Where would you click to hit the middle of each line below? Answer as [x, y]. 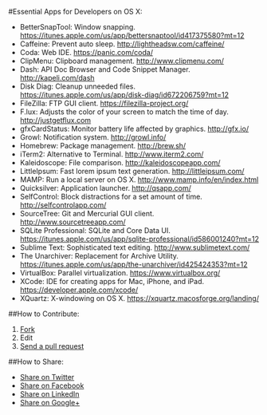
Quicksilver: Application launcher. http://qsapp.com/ [105, 188]
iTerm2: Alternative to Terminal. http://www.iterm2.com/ [112, 154]
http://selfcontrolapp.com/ [63, 205]
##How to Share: [36, 362]
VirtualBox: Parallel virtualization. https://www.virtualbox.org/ [120, 273]
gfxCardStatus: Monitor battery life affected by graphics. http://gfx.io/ [134, 128]
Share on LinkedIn [49, 394]
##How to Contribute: [44, 314]
